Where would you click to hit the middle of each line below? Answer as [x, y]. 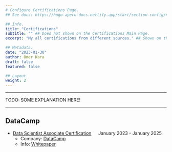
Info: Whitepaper [38, 144]
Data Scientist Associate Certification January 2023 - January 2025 [87, 133]
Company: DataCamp [43, 138]
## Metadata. [19, 48]
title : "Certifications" [32, 29]
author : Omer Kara [25, 57]
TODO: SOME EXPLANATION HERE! [43, 100]
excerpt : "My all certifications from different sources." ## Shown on [83, 38]
